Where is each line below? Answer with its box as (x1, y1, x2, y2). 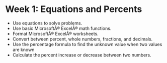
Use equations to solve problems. (12, 20, 82, 26)
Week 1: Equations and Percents (5, 3, 142, 15)
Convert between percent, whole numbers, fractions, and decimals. (12, 36, 153, 42)
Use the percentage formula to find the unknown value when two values (12, 41, 162, 47)
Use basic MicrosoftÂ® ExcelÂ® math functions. (12, 25, 112, 31)
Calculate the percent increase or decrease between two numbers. (12, 51, 152, 58)
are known (12, 46, 35, 52)
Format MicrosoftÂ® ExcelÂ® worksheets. (12, 30, 99, 36)
